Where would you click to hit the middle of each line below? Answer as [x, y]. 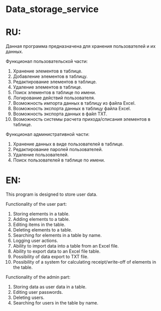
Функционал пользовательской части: [47, 61]
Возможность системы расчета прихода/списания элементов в [82, 119]
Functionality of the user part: [36, 204]
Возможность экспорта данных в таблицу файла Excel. [72, 109]
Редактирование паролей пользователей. [58, 149]
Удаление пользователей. [41, 155]
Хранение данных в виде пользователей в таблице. [68, 144]
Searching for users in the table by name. [56, 303]
